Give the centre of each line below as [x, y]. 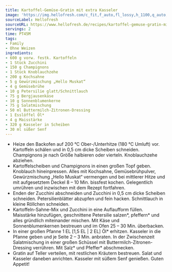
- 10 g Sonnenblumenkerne [33, 101]
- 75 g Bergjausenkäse [29, 96]
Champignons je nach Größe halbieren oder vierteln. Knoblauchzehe [85, 155]
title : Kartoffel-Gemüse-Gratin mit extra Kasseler [61, 10]
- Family [15, 44]
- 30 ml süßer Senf [26, 129]
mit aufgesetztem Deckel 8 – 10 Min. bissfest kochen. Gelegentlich [83, 182]
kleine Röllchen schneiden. [41, 204]
